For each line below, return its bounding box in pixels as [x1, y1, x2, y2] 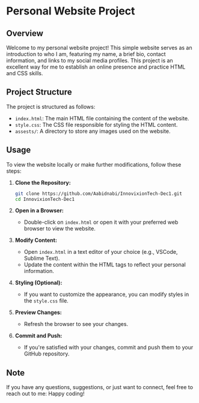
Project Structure [6, 87, 72, 97]
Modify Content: [14, 236, 57, 244]
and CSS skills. [6, 70, 43, 76]
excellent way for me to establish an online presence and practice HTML [6, 63, 186, 70]
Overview [6, 28, 44, 38]
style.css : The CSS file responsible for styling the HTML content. [14, 121, 178, 128]
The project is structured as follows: [6, 103, 96, 110]
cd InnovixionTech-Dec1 [14, 196, 75, 202]
